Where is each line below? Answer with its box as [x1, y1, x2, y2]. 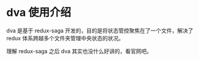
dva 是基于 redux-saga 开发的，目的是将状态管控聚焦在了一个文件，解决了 [6, 27, 194, 34]
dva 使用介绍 [6, 5, 71, 20]
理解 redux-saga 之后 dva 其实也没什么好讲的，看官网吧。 [6, 47, 153, 55]
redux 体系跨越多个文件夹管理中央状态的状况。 [6, 34, 124, 41]
